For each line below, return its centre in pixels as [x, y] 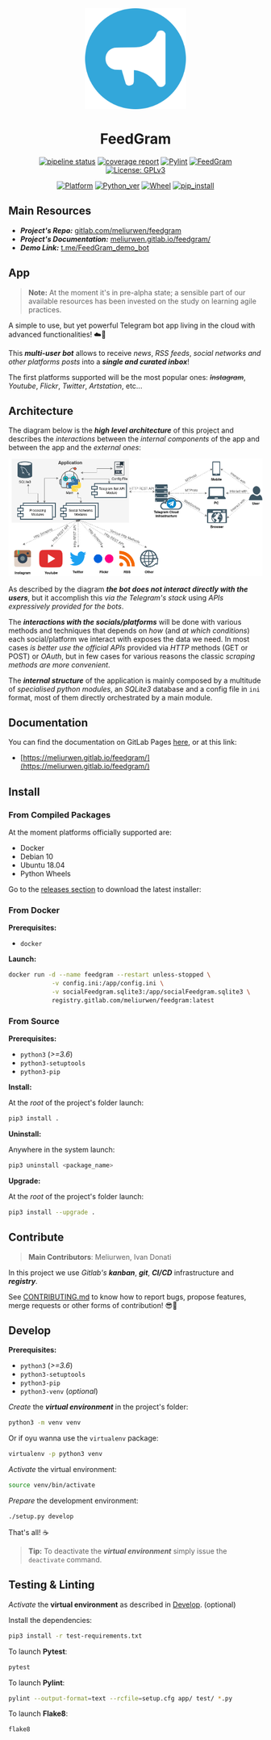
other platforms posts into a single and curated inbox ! [99, 362]
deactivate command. [65, 1559]
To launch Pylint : [37, 1683]
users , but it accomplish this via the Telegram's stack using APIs [116, 597]
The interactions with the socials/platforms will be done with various [125, 621]
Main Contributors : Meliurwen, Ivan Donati [100, 1257]
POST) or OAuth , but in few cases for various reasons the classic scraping [132, 656]
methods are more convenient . [59, 664]
